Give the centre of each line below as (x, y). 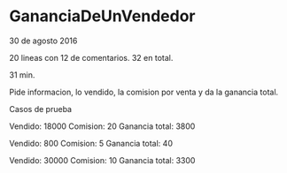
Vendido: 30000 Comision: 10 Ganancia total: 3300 (102, 160)
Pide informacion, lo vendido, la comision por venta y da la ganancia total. (144, 92)
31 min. (22, 75)
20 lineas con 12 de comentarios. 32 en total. (91, 57)
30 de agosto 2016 (43, 41)
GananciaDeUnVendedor (102, 16)
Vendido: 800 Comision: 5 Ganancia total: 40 (91, 143)
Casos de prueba (41, 109)
